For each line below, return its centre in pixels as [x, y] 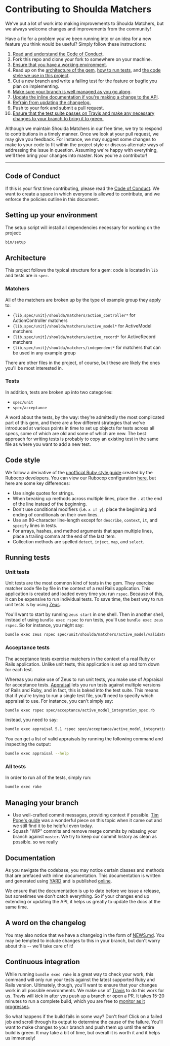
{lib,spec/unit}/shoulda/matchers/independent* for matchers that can [87, 347]
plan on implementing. [36, 86]
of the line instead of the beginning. [50, 504]
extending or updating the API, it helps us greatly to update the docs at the [83, 901]
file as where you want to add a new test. [48, 444]
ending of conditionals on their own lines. [56, 514]
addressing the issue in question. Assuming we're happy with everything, [81, 150]
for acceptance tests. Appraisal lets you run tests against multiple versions [83, 684]
